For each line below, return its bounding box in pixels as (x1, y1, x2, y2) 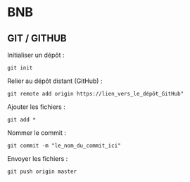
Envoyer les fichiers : (7, 155, 68, 162)
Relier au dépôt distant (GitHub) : (7, 77, 103, 85)
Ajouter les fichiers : (7, 103, 65, 111)
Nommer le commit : (7, 129, 67, 137)
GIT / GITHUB (7, 32, 67, 44)
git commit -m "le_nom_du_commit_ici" (7, 142, 121, 149)
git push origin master (7, 168, 77, 175)
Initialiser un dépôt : (7, 51, 65, 59)
